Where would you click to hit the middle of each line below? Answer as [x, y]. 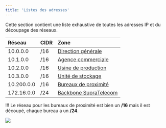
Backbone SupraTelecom [88, 92]
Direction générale [80, 51]
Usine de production [82, 68]
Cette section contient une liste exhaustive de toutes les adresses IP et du [83, 24]
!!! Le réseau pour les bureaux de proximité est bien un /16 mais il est [78, 105]
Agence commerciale [83, 59]
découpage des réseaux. [31, 30]
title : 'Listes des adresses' [38, 10]
